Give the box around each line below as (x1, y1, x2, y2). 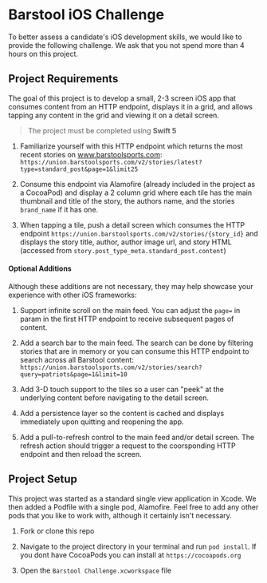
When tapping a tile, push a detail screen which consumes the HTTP (19, 220, 245, 229)
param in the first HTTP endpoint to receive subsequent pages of (19, 314, 234, 323)
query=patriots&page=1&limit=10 (19, 370, 128, 379)
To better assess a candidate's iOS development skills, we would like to (8, 32, 242, 42)
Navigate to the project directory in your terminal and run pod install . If (19, 541, 257, 551)
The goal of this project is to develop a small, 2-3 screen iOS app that (8, 93, 237, 103)
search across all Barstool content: (19, 355, 134, 364)
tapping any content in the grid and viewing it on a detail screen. (8, 110, 219, 120)
